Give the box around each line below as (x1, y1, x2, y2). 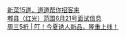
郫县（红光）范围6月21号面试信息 (7, 14, 102, 22)
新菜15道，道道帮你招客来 (7, 6, 80, 13)
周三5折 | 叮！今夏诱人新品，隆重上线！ (7, 23, 119, 30)
